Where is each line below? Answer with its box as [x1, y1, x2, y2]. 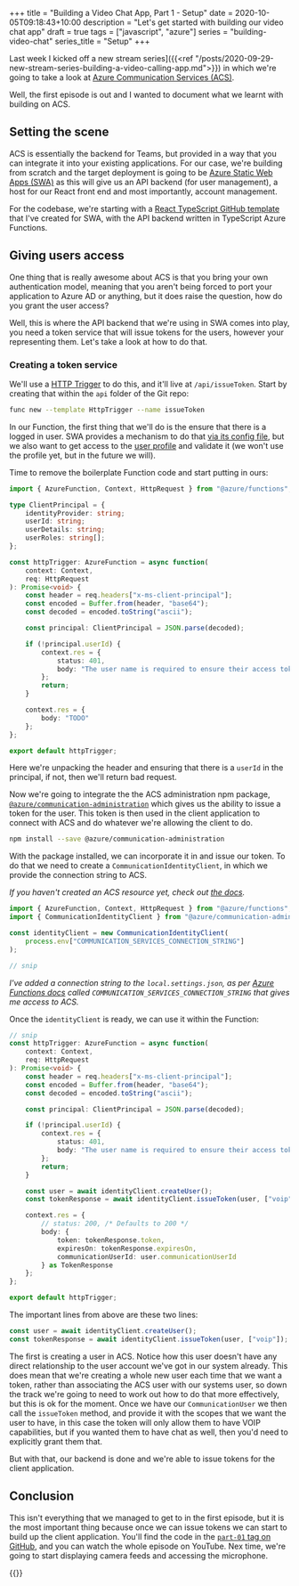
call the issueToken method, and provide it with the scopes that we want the [9, 1407, 287, 1419]
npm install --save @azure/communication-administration [9, 834, 225, 844]
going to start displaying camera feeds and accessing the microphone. [9, 1549, 269, 1561]
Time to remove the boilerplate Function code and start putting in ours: [9, 467, 269, 477]
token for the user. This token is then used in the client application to [9, 808, 261, 818]
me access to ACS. [9, 996, 79, 1007]
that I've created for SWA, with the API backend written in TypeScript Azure [9, 213, 287, 224]
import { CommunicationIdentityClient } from [9, 913, 181, 922]
